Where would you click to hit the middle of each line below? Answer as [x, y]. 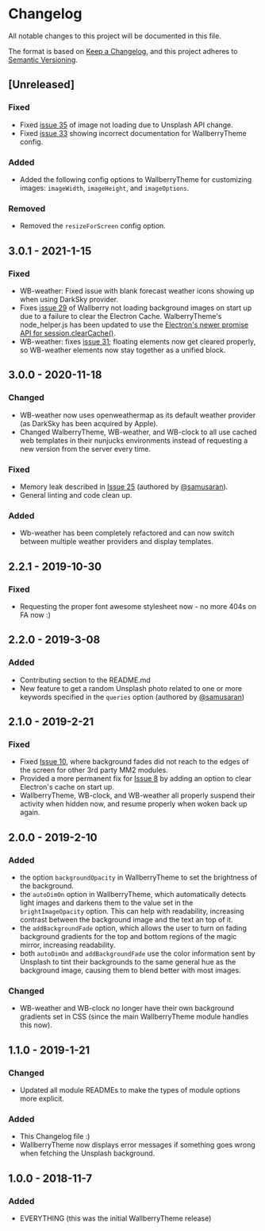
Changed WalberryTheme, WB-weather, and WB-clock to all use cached [138, 432]
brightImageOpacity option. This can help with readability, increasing [132, 911]
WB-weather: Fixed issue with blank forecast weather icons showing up [137, 290]
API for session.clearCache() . [68, 333]
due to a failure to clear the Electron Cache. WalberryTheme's [121, 316]
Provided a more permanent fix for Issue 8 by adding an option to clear [136, 779]
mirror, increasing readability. [67, 945]
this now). [36, 1025]
